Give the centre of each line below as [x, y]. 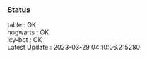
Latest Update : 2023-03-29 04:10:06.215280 [73, 48]
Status [19, 10]
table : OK [22, 25]
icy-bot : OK [25, 40]
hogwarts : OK [28, 32]
